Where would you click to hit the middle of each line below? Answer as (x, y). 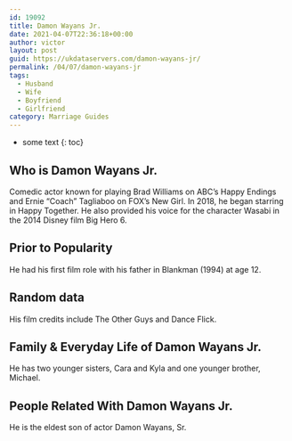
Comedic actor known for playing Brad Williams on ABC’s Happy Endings (143, 192)
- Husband (35, 84)
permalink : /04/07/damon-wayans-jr (75, 68)
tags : (19, 76)
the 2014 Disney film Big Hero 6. (68, 220)
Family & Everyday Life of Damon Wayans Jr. (135, 347)
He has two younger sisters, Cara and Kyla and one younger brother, (135, 368)
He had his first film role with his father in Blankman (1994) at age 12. (135, 269)
